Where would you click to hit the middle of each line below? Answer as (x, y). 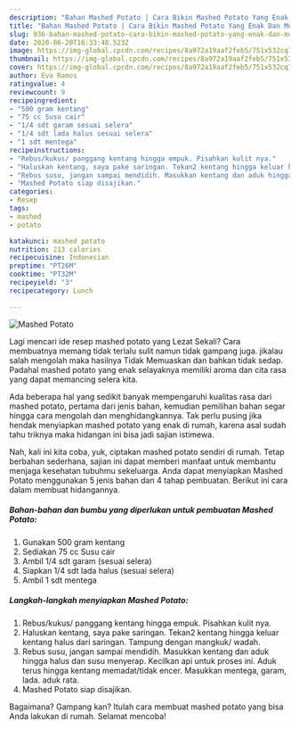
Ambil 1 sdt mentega (60, 580)
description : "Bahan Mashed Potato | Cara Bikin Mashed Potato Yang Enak (149, 17)
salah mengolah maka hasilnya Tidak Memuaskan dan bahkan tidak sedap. (146, 360)
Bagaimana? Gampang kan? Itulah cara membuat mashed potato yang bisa (146, 707)
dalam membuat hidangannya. (65, 489)
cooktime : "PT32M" (43, 274)
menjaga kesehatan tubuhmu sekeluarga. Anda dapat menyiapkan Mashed (146, 470)
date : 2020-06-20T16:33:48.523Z (69, 42)
